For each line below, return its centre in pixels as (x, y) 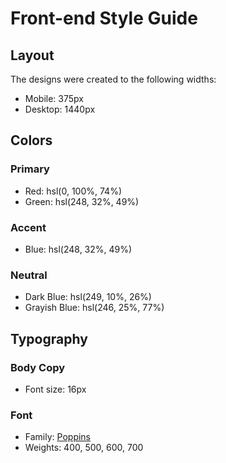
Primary (30, 169)
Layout (32, 55)
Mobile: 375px (54, 98)
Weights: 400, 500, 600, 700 (84, 448)
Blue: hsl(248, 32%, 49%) (78, 249)
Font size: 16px (55, 389)
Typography (49, 338)
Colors (31, 140)
